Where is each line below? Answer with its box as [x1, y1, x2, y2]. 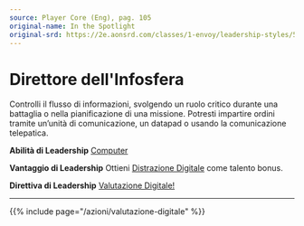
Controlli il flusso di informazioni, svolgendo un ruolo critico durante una [9, 99, 279, 109]
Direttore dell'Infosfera [9, 69, 185, 89]
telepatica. [9, 127, 49, 138]
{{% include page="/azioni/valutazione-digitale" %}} [9, 206, 206, 217]
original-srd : [9, 30, 63, 39]
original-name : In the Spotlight [9, 22, 136, 31]
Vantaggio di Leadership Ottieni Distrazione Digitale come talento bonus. [9, 163, 283, 174]
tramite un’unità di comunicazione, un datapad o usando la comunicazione [9, 118, 287, 129]
